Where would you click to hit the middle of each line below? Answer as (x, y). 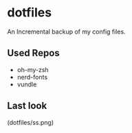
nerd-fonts (32, 77)
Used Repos (33, 53)
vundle (27, 84)
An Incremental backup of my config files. (66, 32)
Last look (27, 106)
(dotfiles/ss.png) (31, 122)
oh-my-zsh (33, 69)
